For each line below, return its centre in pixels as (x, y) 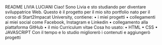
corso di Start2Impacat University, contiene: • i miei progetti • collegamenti (80, 17)
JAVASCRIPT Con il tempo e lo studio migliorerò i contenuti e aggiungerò (78, 32)
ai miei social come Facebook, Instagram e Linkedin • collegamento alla (77, 22)
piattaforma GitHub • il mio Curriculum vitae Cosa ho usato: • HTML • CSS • (81, 27)
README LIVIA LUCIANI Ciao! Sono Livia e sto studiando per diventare (76, 7)
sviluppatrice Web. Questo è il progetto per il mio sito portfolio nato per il (78, 12)
